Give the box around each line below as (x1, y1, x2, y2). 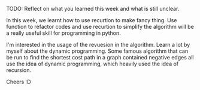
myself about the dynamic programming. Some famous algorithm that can (6, 47, 189, 55)
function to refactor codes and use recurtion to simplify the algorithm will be (6, 23, 195, 30)
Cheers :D (6, 78, 31, 85)
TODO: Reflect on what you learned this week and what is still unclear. (6, 5, 180, 12)
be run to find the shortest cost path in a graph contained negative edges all (6, 54, 194, 61)
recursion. (6, 67, 32, 74)
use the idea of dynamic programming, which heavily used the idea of (6, 60, 179, 67)
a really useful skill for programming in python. (6, 29, 121, 37)
